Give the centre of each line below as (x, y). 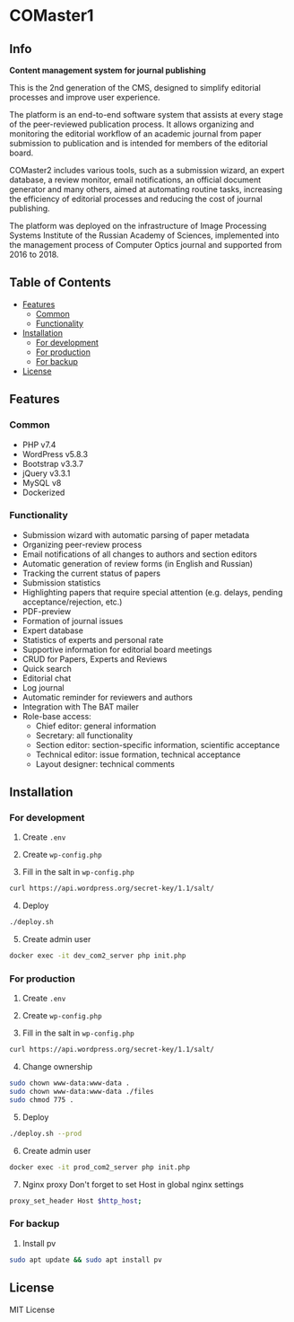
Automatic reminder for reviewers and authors (107, 697)
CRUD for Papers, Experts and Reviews (95, 659)
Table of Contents (61, 282)
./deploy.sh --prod (46, 1133)
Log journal (43, 687)
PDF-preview (47, 611)
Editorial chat (47, 678)
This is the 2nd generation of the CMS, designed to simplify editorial (135, 88)
